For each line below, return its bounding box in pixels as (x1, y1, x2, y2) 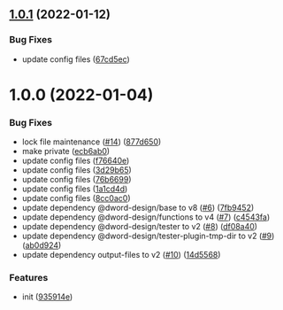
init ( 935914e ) (21, 291, 73, 302)
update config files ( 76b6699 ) (21, 174, 132, 185)
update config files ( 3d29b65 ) (21, 165, 133, 175)
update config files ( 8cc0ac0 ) (21, 193, 131, 204)
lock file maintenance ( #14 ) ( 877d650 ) (21, 136, 162, 147)
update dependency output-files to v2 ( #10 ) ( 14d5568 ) (21, 250, 221, 260)
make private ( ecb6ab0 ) (21, 146, 111, 157)
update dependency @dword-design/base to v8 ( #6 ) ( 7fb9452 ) (21, 203, 255, 213)
